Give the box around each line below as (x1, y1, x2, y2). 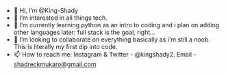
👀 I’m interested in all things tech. (13, 14, 108, 22)
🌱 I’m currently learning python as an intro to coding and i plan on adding (13, 21, 220, 29)
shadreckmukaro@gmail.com (13, 60, 97, 68)
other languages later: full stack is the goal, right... (13, 28, 155, 36)
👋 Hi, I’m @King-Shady (13, 7, 79, 14)
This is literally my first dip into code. (13, 43, 118, 50)
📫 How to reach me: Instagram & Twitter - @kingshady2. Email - (13, 50, 197, 58)
